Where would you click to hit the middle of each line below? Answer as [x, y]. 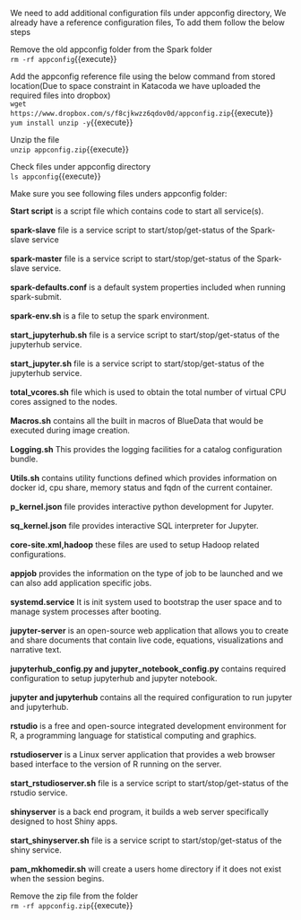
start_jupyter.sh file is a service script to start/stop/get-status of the [138, 364]
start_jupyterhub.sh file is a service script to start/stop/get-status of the [145, 335]
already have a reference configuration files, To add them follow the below [147, 22]
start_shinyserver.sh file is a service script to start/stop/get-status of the [146, 840]
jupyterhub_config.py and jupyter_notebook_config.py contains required [148, 669]
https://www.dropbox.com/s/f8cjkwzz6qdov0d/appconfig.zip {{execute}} [142, 113]
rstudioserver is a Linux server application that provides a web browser [143, 754]
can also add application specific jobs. [81, 583]
